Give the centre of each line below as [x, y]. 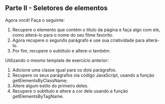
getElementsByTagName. [38, 96]
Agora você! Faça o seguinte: [35, 20]
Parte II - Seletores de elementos [56, 8]
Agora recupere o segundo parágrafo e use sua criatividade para [78, 40]
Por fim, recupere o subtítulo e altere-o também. [62, 51]
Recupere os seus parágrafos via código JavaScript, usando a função [83, 75]
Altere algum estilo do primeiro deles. [50, 86]
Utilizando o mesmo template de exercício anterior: [57, 60]
